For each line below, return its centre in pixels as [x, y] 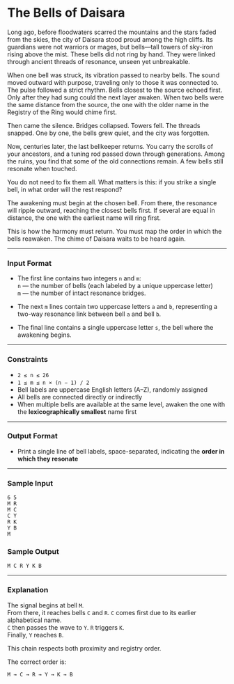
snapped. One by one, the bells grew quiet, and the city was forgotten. [109, 133]
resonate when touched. [42, 168]
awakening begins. [44, 335]
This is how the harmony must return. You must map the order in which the [115, 231]
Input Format [30, 263]
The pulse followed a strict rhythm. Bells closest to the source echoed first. [115, 90]
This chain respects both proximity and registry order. [84, 648]
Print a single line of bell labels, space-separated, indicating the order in [121, 451]
